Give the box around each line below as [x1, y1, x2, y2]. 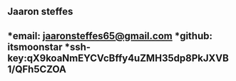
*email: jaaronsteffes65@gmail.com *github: [7, 30, 212, 42]
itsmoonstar [7, 40, 63, 53]
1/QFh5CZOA [7, 63, 66, 75]
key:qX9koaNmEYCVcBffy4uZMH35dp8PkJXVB [7, 52, 230, 64]
